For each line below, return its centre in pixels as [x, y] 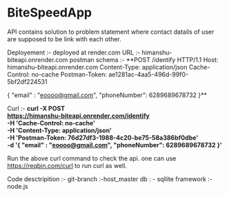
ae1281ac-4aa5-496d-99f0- [148, 74]
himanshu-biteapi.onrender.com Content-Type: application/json [97, 67]
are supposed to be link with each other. [64, 39]
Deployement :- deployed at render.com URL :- [74, 52]
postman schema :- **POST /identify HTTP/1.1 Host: [144, 59]
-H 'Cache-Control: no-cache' [51, 123]
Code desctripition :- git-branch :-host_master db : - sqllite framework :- [110, 179]
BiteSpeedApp [49, 13]
